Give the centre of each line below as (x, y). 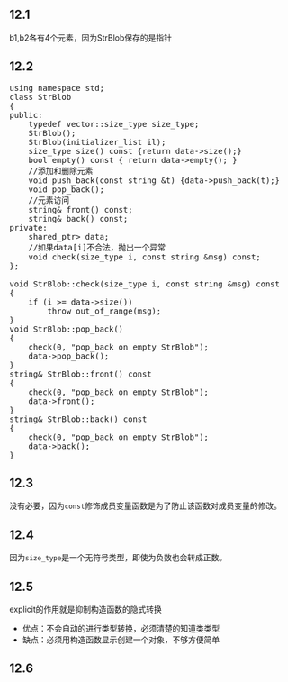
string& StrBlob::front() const (81, 374)
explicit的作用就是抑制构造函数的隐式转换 (85, 609)
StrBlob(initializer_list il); (97, 142)
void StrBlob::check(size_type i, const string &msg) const (145, 284)
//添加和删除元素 (61, 171)
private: (28, 227)
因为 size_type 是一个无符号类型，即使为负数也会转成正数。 (118, 558)
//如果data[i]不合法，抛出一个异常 (97, 247)
